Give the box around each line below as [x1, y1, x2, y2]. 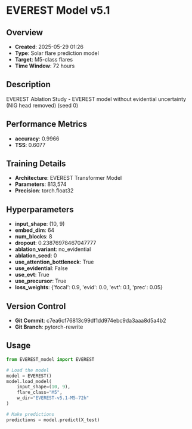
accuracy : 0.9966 [14, 135, 60, 142]
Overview [6, 27, 44, 38]
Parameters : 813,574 [14, 180, 67, 188]
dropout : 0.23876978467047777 [14, 240, 97, 247]
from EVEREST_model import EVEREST [6, 356, 95, 362]
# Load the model [6, 367, 49, 373]
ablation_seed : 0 [14, 252, 57, 259]
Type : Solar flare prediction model [14, 50, 100, 57]
